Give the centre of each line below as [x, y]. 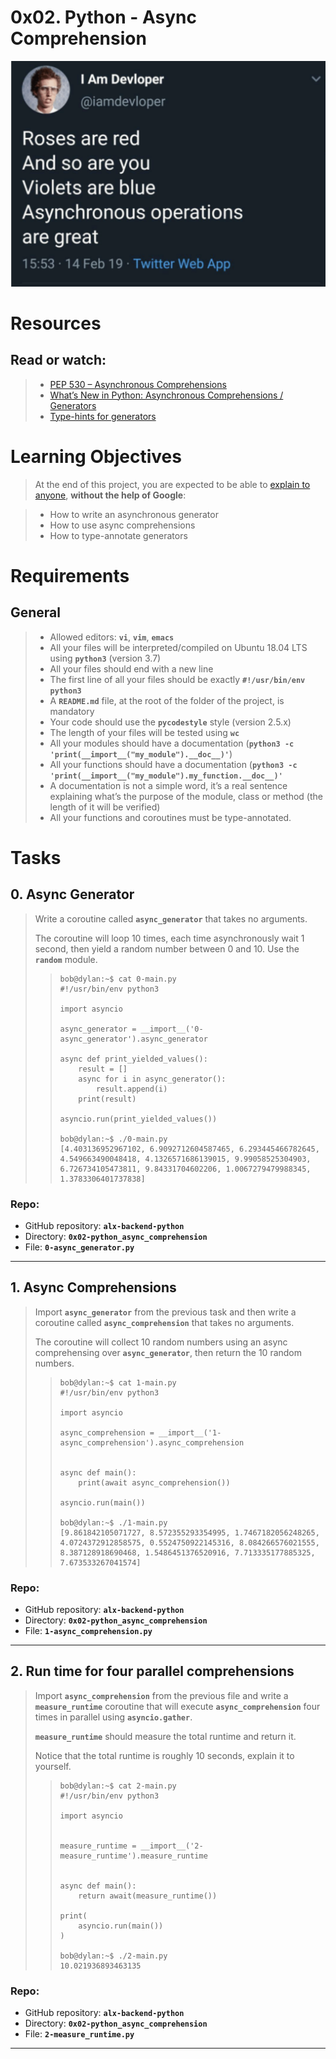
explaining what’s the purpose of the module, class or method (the [186, 796]
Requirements [70, 575]
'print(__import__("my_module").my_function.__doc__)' [166, 776]
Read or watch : [58, 360]
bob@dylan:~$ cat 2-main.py [118, 1786]
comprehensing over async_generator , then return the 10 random [168, 1352]
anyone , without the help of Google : [110, 495]
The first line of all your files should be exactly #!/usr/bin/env [177, 679]
